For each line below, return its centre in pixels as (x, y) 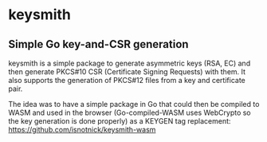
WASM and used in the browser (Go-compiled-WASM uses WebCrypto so (130, 112)
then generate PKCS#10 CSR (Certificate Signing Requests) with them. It (127, 72)
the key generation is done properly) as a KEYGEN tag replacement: (120, 121)
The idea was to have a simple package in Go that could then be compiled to (134, 104)
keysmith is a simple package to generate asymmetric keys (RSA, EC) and (130, 63)
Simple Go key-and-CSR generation (98, 44)
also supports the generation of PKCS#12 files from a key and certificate (127, 80)
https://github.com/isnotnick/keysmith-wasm (82, 130)
